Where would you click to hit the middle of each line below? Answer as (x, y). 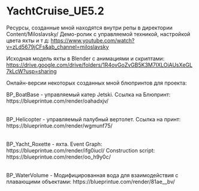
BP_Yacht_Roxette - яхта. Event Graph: (54, 144)
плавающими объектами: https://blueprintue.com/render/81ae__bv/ (91, 181)
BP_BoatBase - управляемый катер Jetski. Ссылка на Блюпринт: (88, 94)
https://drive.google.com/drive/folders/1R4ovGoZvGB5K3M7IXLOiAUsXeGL (99, 65)
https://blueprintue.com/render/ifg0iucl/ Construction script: (81, 150)
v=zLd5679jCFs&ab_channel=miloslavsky (58, 47)
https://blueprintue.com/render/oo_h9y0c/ (58, 157)
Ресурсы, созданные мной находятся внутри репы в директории (89, 28)
